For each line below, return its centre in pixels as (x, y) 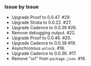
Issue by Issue (22, 7)
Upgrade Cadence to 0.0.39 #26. (44, 28)
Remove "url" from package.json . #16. (49, 59)
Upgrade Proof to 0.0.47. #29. (41, 17)
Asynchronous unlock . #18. (38, 48)
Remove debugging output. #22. (44, 33)
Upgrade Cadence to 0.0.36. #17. (44, 53)
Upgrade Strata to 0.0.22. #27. (41, 22)
